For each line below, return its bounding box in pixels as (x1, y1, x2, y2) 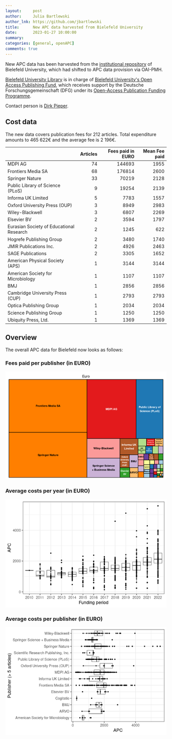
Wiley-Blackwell (7, 209, 42, 215)
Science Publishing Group (7, 310, 62, 316)
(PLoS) (7, 188, 23, 194)
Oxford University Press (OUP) (7, 202, 73, 208)
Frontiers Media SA (7, 168, 48, 174)
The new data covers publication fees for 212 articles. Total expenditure (5, 131, 157, 137)
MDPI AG (7, 161, 27, 167)
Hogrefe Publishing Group (7, 236, 62, 242)
